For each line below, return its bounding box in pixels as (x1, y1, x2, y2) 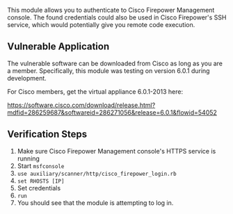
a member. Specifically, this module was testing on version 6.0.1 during (7, 66, 210, 75)
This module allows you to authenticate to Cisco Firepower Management (7, 6, 215, 14)
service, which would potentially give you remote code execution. (7, 21, 195, 28)
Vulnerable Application (7, 41, 110, 53)
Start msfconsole (17, 161, 65, 170)
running (17, 154, 40, 163)
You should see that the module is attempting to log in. (17, 198, 174, 207)
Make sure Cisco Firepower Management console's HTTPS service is (17, 147, 216, 155)
